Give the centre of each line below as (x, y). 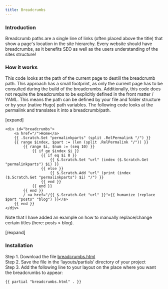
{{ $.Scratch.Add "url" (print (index (90, 173)
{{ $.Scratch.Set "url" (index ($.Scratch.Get (99, 160)
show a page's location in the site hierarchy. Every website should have (79, 44)
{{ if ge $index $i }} (55, 151)
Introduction (20, 27)
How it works (21, 67)
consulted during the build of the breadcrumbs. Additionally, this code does (83, 89)
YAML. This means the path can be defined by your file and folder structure (83, 100)
